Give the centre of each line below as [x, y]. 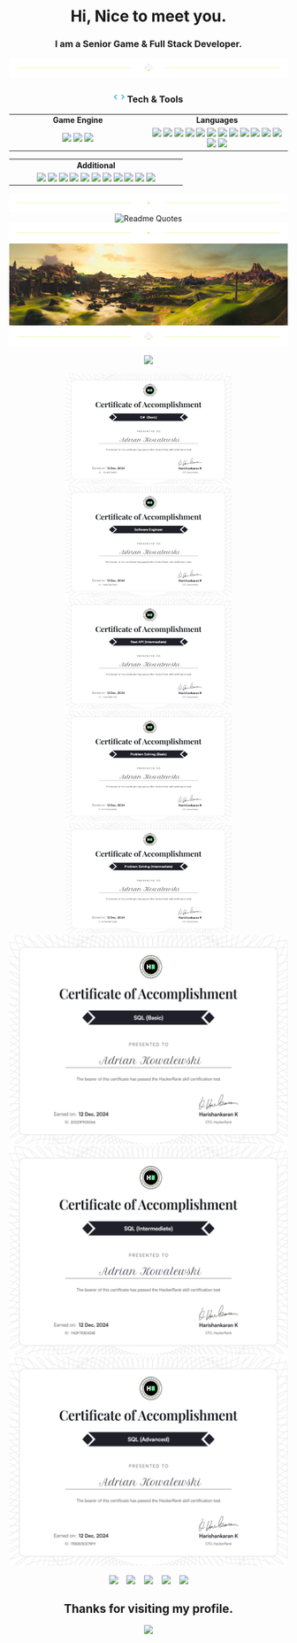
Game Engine [78, 120]
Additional [96, 165]
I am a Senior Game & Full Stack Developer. [148, 44]
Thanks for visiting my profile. [148, 1609]
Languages [217, 120]
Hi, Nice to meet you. [148, 16]
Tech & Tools [155, 99]
